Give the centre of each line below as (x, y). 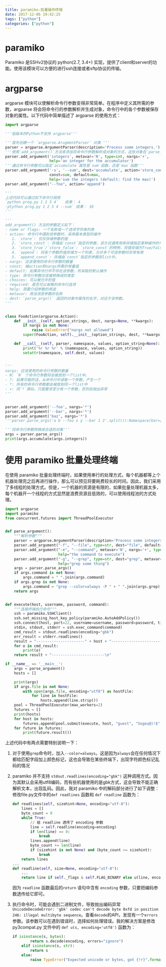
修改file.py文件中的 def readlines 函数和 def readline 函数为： (76, 795)
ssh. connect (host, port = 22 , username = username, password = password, (85, 623)
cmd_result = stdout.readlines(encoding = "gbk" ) (64, 632)
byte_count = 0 (37, 813)
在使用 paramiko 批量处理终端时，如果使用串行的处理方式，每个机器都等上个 (83, 475)
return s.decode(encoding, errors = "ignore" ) (77, 941)
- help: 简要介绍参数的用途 (31, 289)
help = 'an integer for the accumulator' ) (91, 161)
